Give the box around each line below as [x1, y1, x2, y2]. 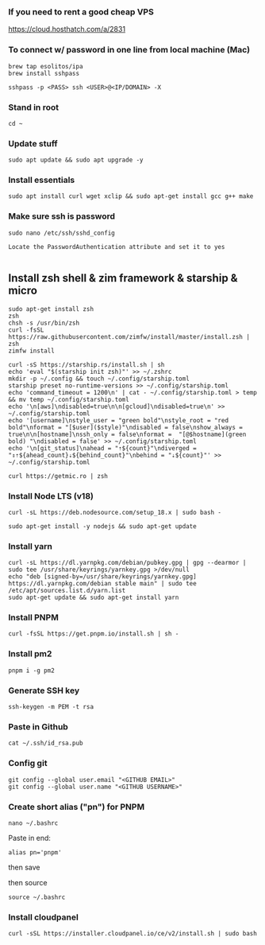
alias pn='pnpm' [8, 848, 62, 857]
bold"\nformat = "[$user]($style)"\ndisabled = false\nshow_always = [8, 423, 244, 431]
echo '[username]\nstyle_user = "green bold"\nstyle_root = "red [8, 416, 229, 424]
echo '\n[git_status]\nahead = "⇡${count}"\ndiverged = [8, 444, 197, 452]
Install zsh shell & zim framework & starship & [8, 271, 238, 285]
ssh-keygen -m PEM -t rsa [8, 703, 94, 711]
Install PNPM [8, 612, 60, 623]
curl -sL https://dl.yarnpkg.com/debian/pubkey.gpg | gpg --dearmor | [8, 559, 247, 567]
